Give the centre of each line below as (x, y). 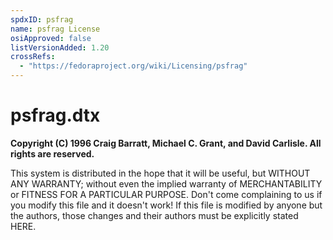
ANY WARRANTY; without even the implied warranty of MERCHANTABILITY (166, 183)
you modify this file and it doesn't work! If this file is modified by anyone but (166, 205)
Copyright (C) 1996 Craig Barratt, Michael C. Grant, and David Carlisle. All (166, 143)
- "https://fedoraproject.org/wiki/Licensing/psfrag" (133, 66)
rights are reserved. (52, 153)
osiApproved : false (51, 38)
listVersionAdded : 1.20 (60, 47)
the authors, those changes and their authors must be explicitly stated (154, 215)
